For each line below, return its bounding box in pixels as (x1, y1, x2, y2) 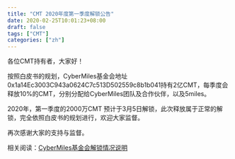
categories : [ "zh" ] (7, 37, 65, 44)
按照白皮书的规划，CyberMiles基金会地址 (7, 72, 128, 81)
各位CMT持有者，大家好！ (7, 57, 84, 66)
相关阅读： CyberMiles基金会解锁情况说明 (7, 143, 128, 152)
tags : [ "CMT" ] (7, 30, 50, 37)
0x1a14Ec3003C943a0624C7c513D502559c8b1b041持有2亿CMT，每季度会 (7, 81, 229, 89)
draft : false (7, 23, 46, 30)
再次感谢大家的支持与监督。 (7, 129, 88, 137)
